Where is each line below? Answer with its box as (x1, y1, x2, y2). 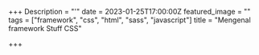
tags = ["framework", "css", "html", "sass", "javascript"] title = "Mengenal (8, 15, 251, 25)
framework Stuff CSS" (8, 24, 82, 33)
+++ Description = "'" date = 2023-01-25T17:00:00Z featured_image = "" (8, 7, 251, 16)
